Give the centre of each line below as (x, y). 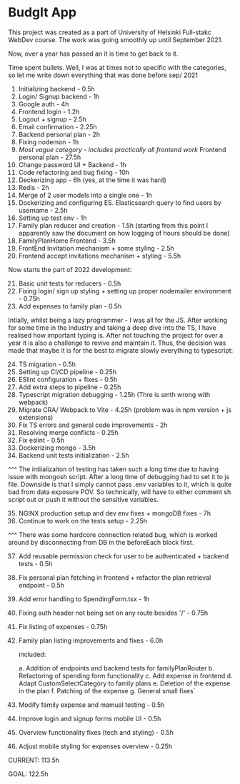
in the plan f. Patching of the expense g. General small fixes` (107, 690)
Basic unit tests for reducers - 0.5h (70, 283)
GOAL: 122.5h (28, 774)
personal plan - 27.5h (50, 157)
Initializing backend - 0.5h (56, 89)
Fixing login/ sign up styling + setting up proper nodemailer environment (125, 291)
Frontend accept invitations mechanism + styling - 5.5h (100, 256)
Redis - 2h (34, 187)
